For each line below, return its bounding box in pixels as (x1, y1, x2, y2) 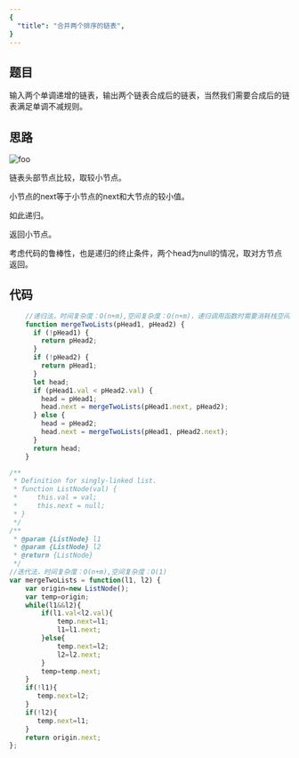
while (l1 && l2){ (25, 601, 82, 609)
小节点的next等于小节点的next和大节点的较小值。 (9, 191, 190, 201)
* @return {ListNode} (12, 551, 93, 560)
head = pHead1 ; (41, 394, 98, 403)
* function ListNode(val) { (12, 485, 117, 494)
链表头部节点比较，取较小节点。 (9, 173, 126, 182)
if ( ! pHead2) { (32, 353, 90, 362)
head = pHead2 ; (41, 419, 98, 428)
